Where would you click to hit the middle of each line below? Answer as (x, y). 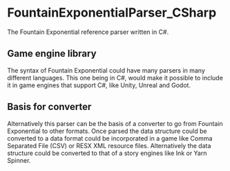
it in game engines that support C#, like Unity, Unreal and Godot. (99, 85)
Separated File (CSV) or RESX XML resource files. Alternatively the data (109, 145)
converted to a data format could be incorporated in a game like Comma (110, 138)
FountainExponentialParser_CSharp (112, 13)
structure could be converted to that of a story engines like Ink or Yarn (107, 153)
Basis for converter (49, 107)
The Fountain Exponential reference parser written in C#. (88, 32)
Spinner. (19, 160)
